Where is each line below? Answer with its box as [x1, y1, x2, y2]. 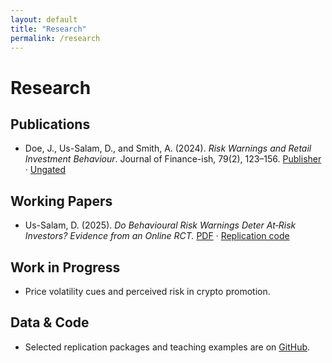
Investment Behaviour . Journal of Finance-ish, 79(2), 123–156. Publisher [24, 153, 322, 165]
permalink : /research [10, 33, 101, 43]
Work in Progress [10, 259, 121, 276]
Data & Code [10, 314, 90, 331]
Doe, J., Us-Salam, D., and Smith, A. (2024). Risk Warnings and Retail [24, 142, 312, 155]
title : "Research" [10, 24, 87, 34]
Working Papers [10, 192, 113, 210]
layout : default [10, 14, 78, 25]
